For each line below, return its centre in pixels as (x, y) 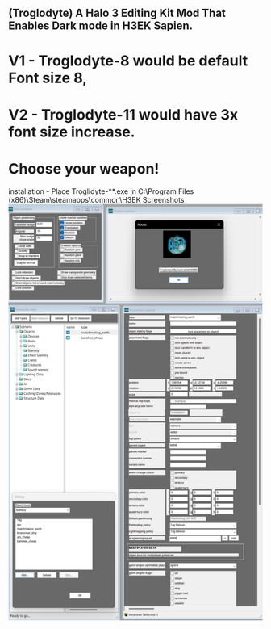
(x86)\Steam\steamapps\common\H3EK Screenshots (96, 199)
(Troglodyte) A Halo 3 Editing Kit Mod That (117, 13)
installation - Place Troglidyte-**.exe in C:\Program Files (101, 191)
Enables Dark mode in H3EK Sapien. (101, 26)
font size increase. (72, 132)
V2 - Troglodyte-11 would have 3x (123, 114)
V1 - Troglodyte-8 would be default (128, 61)
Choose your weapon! (84, 168)
